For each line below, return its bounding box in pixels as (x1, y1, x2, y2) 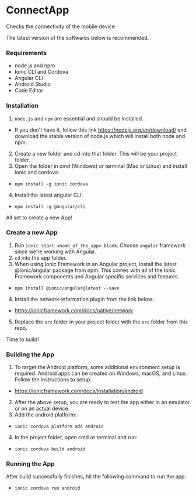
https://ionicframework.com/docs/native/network (14, 306, 134, 314)
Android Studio (14, 81, 51, 88)
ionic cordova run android (14, 485, 80, 491)
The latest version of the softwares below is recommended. (6, 34, 149, 41)
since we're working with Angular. (14, 248, 96, 255)
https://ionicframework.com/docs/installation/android (14, 387, 143, 395)
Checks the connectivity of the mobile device (6, 23, 116, 30)
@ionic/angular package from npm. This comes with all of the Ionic (14, 267, 176, 274)
